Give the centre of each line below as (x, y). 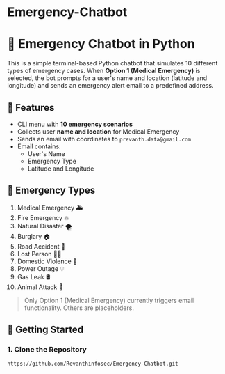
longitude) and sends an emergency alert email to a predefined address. (110, 86)
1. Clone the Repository (47, 350)
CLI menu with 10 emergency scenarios (75, 124)
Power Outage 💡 (41, 268)
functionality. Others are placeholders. (79, 308)
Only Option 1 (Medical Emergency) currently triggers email (109, 300)
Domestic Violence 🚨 (47, 261)
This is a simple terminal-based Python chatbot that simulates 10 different (112, 63)
